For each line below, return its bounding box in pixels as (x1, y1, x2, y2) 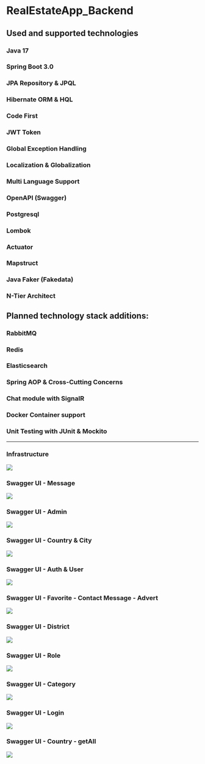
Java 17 (6, 46, 29, 55)
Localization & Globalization (6, 160, 91, 169)
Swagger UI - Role (6, 651, 61, 660)
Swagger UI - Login (6, 708, 65, 717)
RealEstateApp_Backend (6, 4, 134, 18)
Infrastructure (6, 450, 49, 458)
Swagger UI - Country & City (6, 536, 92, 545)
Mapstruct (6, 259, 38, 267)
